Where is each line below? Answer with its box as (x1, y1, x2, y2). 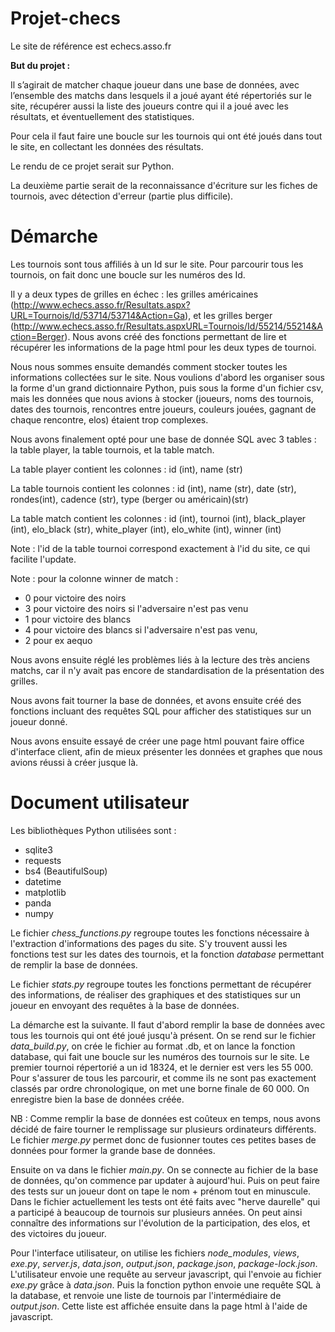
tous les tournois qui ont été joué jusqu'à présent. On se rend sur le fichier (10, 1029, 317, 1041)
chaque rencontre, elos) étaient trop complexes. (10, 413, 209, 426)
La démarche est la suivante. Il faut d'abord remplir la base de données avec (10, 1018, 326, 1031)
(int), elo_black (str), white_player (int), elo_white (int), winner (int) (10, 523, 282, 535)
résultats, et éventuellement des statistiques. (10, 110, 195, 122)
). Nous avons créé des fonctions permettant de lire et (64, 330, 287, 342)
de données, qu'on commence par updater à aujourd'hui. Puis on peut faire (10, 1174, 320, 1186)
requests (24, 854, 62, 866)
